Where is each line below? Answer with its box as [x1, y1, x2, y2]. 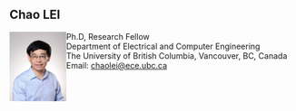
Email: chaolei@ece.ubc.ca [66, 60, 168, 70]
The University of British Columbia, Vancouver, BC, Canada [66, 50, 288, 61]
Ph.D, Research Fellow [66, 31, 150, 42]
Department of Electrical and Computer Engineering [66, 41, 261, 51]
